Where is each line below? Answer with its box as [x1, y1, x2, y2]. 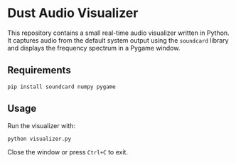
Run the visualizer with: [7, 121, 76, 130]
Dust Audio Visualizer [7, 5, 139, 21]
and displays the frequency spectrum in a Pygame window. [7, 43, 181, 52]
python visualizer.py [7, 135, 72, 142]
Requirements [7, 64, 71, 76]
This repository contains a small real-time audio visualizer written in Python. [7, 28, 230, 37]
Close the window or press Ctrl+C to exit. [7, 147, 128, 156]
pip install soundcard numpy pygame [7, 83, 116, 90]
